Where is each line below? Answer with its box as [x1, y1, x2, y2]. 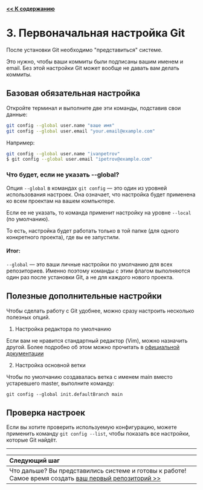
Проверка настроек [6, 407, 86, 417]
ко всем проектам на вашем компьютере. [6, 197, 116, 204]
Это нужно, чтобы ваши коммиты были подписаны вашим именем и [6, 57, 183, 65]
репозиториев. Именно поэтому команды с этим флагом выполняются [6, 267, 190, 274]
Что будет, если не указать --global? [6, 170, 120, 179]
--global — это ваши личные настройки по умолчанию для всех [6, 260, 173, 268]
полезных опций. [6, 314, 50, 321]
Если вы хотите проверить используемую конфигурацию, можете [6, 424, 177, 431]
